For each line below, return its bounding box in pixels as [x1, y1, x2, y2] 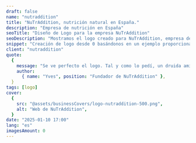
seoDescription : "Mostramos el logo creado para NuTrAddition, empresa [6, 36, 184, 41]
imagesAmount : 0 [6, 128, 45, 134]
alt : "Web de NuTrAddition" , [16, 106, 87, 112]
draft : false [6, 8, 38, 15]
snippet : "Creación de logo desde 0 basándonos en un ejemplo [6, 41, 160, 47]
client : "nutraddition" [6, 47, 64, 53]
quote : [6, 52, 22, 58]
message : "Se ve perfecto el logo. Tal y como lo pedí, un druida [16, 62, 181, 69]
